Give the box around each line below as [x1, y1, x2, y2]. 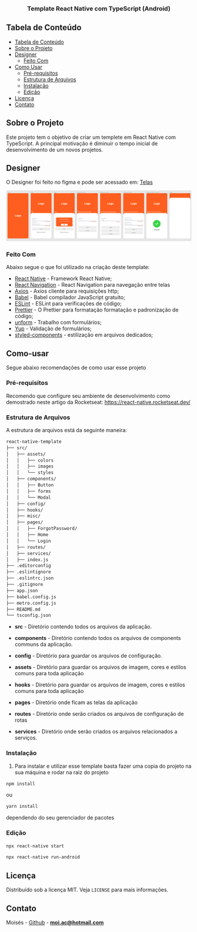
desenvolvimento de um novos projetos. [6, 146, 103, 153]
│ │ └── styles [6, 470, 54, 476]
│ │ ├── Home [6, 532, 49, 538]
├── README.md [6, 606, 41, 612]
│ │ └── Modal [6, 495, 51, 500]
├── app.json [6, 588, 38, 593]
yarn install [6, 804, 38, 810]
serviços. [14, 734, 37, 741]
